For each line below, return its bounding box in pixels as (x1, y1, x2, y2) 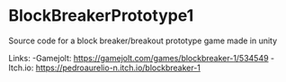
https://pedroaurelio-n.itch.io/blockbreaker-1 (35, 62, 201, 73)
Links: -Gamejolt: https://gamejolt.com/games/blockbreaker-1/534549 (8, 52, 269, 63)
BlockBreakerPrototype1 (8, 5, 194, 26)
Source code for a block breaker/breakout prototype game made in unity (8, 35, 278, 46)
